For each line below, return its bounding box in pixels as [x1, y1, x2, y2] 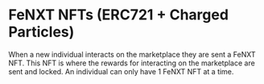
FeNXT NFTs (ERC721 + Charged [8, 6, 229, 24]
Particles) [8, 23, 75, 41]
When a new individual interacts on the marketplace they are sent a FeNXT [8, 49, 256, 59]
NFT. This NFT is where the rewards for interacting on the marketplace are [8, 58, 255, 68]
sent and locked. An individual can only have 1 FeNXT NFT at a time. [8, 66, 234, 76]
